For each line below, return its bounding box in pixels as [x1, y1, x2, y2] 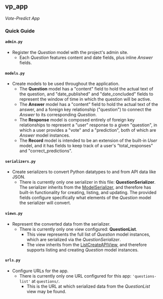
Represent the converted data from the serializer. [12, 221, 111, 227]
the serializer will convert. [19, 200, 72, 206]
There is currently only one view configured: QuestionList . [19, 226, 137, 232]
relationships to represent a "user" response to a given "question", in [19, 122, 157, 128]
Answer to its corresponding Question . [19, 112, 97, 118]
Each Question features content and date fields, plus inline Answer [19, 54, 153, 60]
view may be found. [26, 288, 67, 294]
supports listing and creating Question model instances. [26, 246, 139, 253]
